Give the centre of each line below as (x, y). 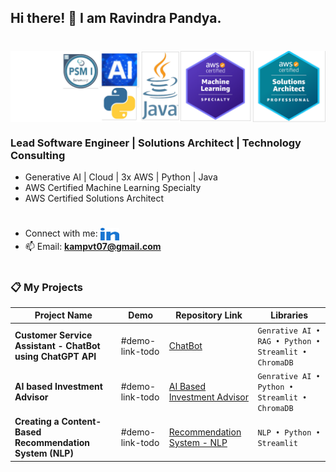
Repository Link (209, 315)
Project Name (63, 315)
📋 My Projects (46, 287)
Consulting (38, 155)
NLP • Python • (289, 433)
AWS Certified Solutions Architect (94, 198)
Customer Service (53, 335)
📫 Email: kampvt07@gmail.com (93, 247)
